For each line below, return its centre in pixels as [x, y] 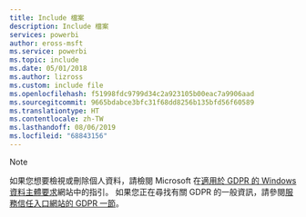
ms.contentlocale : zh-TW [56, 119]
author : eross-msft [46, 43]
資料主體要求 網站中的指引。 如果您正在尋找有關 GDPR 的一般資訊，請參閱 [148, 192]
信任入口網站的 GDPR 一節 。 [71, 203]
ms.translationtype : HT [55, 111]
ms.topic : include [44, 60]
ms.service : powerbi [49, 52]
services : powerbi [44, 35]
